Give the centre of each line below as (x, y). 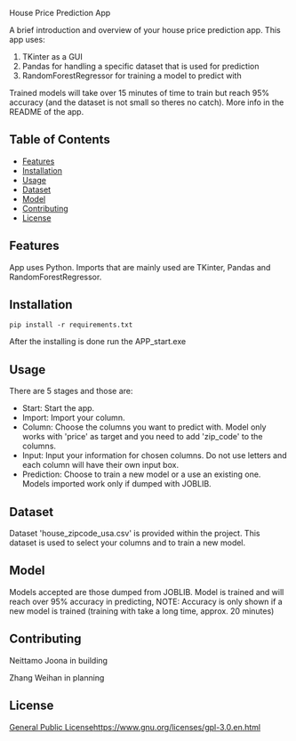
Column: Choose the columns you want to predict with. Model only (144, 427)
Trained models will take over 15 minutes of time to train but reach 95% (139, 93)
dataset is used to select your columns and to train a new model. (128, 543)
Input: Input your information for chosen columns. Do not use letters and (154, 455)
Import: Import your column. (73, 418)
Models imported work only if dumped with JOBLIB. (116, 484)
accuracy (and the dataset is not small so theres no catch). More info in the (147, 102)
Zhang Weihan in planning (57, 677)
